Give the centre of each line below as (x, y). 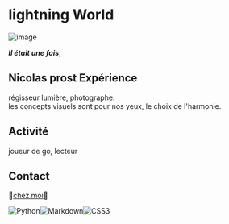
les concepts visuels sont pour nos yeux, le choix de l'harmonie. (115, 106)
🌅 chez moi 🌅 (28, 196)
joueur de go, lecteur (43, 151)
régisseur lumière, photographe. (62, 97)
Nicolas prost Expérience (73, 78)
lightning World (61, 15)
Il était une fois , (35, 52)
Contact (29, 176)
